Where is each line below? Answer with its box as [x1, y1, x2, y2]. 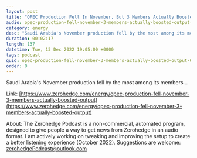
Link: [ [6, 90, 22, 97]
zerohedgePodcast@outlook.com [6, 145, 87, 152]
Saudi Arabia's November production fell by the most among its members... [6, 79, 188, 86]
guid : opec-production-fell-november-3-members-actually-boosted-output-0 [6, 57, 193, 63]
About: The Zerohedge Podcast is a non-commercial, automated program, [6, 121, 185, 128]
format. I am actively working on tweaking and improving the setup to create [6, 133, 191, 140]
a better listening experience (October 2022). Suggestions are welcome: [6, 139, 181, 146]
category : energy [6, 25, 49, 31]
